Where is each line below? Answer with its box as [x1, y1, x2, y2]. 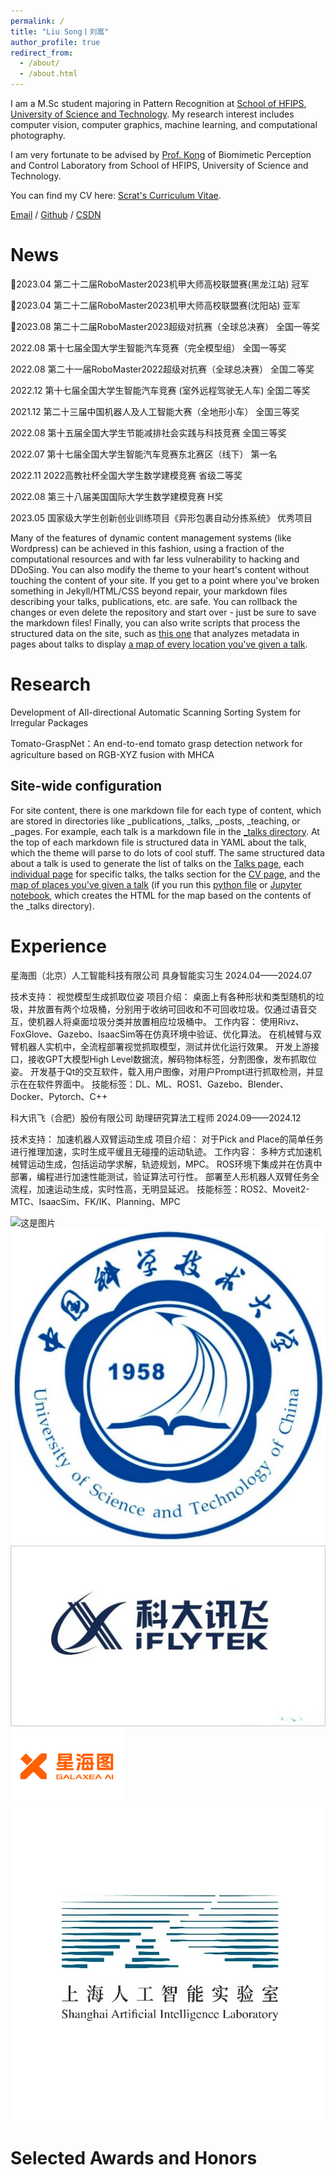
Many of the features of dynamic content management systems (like [10, 531, 292, 544]
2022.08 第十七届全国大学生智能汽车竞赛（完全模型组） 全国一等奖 [10, 341, 287, 354]
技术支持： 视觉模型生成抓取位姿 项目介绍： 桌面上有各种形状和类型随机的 [10, 990, 316, 1002]
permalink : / [10, 16, 65, 26]
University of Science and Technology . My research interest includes [10, 108, 295, 120]
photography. [10, 130, 66, 141]
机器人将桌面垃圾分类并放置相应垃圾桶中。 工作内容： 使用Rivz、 [36, 1015, 305, 1027]
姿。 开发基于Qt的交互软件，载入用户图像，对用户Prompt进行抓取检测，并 [10, 1065, 316, 1077]
